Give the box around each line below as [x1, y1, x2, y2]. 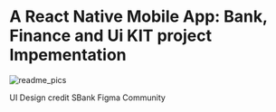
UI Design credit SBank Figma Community [9, 92, 166, 103]
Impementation [9, 45, 127, 65]
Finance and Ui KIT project [9, 25, 213, 46]
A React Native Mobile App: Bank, [9, 6, 268, 27]
